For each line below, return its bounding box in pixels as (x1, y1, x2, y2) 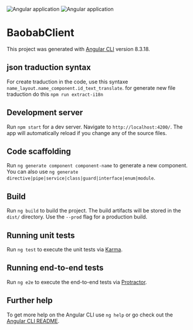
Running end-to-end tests (6, 263, 104, 273)
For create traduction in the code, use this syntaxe (6, 78, 128, 85)
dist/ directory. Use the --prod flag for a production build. (6, 213, 147, 220)
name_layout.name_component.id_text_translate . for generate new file (6, 84, 175, 91)
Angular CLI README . (6, 317, 60, 324)
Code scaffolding (6, 146, 71, 156)
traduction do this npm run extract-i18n (6, 90, 103, 97)
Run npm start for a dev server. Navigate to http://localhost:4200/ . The (6, 123, 183, 130)
